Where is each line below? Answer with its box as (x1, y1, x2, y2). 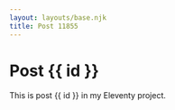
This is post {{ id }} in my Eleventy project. (9, 90, 167, 101)
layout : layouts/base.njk (9, 13, 106, 23)
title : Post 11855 (9, 22, 78, 31)
